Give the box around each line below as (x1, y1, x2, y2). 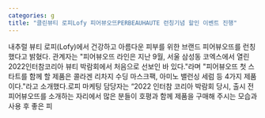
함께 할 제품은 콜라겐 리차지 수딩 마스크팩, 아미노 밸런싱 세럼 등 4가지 (28, 71, 243, 81)
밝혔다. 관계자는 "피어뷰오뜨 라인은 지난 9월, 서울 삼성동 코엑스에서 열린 (28, 51, 250, 61)
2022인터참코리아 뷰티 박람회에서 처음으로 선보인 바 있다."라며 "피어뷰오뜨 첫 (8, 61, 247, 71)
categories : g (8, 11, 55, 20)
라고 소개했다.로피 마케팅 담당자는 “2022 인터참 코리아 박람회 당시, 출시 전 (25, 81, 255, 91)
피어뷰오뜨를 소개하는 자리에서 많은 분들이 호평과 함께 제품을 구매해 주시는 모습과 (8, 91, 258, 101)
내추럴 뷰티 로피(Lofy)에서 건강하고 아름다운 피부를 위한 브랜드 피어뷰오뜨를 (8, 41, 241, 51)
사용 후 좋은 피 (8, 101, 53, 111)
